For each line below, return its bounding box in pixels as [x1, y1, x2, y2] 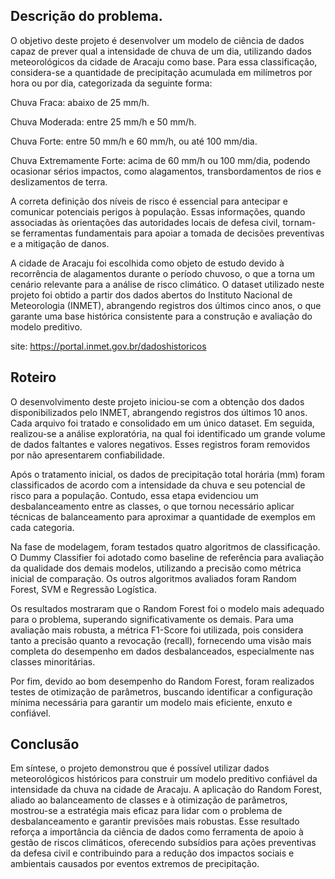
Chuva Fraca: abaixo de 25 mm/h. [10, 96, 150, 108]
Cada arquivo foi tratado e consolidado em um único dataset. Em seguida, [10, 417, 315, 429]
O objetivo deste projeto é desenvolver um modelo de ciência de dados [10, 34, 305, 46]
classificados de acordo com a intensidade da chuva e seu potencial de [10, 479, 306, 491]
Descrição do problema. [10, 8, 163, 25]
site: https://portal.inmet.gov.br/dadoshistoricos [10, 340, 207, 352]
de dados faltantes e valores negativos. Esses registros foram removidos [10, 438, 311, 450]
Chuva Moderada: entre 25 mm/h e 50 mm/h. [10, 115, 197, 128]
